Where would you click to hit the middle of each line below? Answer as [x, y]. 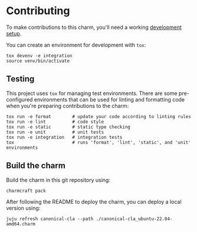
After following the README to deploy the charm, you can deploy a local [94, 201]
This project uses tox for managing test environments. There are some [92, 93]
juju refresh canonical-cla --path [50, 219]
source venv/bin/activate [38, 61]
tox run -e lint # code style [55, 122]
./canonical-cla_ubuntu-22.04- [134, 219]
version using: [23, 208]
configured [19, 99]
